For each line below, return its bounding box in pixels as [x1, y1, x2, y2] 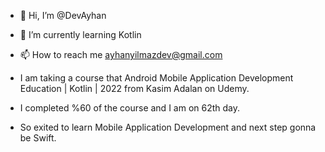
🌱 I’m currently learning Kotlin [19, 29, 142, 40]
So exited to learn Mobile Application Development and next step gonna [19, 121, 317, 133]
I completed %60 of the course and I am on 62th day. [19, 102, 241, 114]
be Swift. [19, 132, 57, 144]
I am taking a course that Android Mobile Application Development [19, 72, 294, 84]
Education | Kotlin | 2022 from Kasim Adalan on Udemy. [19, 83, 250, 94]
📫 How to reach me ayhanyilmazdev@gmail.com [19, 49, 223, 60]
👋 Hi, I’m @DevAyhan [19, 10, 107, 21]
